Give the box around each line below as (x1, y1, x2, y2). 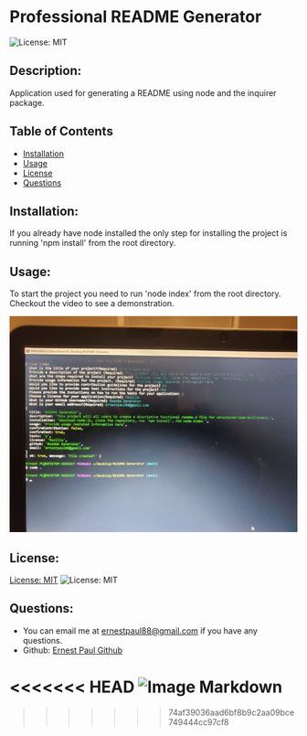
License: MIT (9, 574, 58, 585)
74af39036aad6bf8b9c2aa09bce (168, 707, 295, 718)
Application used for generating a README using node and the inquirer (9, 87, 277, 98)
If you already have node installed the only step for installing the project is (9, 228, 288, 239)
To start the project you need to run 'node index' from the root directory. (9, 288, 281, 299)
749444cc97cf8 (168, 716, 230, 728)
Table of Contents (9, 123, 114, 139)
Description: (9, 63, 82, 79)
